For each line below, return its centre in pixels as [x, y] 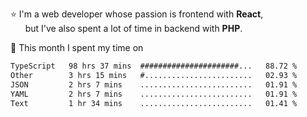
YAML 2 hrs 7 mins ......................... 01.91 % [154, 94]
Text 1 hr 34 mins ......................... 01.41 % [154, 103]
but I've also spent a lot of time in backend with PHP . [133, 28]
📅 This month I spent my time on [77, 47]
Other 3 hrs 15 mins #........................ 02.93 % [154, 75]
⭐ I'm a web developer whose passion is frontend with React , [137, 14]
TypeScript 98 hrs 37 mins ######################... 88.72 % [154, 66]
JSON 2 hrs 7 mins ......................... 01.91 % [154, 84]
